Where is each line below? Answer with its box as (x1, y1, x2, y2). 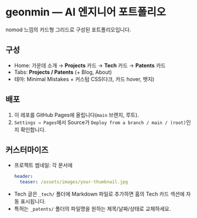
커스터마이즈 (5, 145, 48, 155)
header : (14, 174, 33, 180)
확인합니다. (20, 126, 47, 133)
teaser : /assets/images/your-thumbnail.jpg (19, 179, 128, 185)
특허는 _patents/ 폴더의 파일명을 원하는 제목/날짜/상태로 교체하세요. (14, 205, 171, 213)
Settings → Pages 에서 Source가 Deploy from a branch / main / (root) (14, 119, 186, 126)
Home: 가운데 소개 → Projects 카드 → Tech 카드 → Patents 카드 (14, 61, 166, 69)
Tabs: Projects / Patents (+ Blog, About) (14, 69, 113, 76)
